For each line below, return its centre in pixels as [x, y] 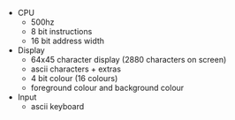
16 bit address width [67, 41]
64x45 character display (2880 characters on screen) [129, 60]
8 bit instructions [61, 31]
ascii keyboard [57, 106]
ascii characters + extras [76, 69]
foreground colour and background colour [107, 88]
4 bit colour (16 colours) [74, 78]
